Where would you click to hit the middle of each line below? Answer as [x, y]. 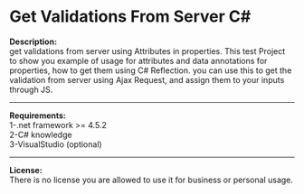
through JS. [31, 89]
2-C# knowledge [41, 134]
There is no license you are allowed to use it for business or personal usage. [152, 180]
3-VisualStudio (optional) [56, 144]
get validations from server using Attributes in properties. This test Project [147, 51]
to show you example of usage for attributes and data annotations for [138, 60]
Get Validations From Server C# [130, 17]
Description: [33, 42]
